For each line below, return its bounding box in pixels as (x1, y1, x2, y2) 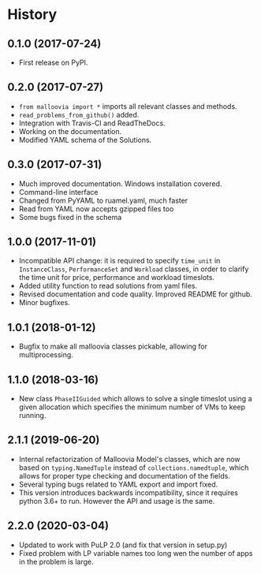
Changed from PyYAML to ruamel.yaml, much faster (18, 196, 188, 205)
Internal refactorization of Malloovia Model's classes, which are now (18, 454, 241, 464)
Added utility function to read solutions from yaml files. (18, 281, 198, 291)
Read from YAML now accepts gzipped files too (18, 203, 174, 214)
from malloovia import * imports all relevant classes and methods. (18, 101, 237, 111)
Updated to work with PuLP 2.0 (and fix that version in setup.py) (18, 540, 228, 550)
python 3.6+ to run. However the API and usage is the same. (18, 496, 215, 505)
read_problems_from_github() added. (18, 110, 140, 119)
